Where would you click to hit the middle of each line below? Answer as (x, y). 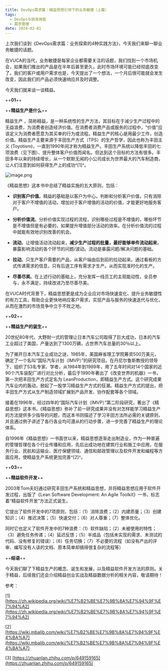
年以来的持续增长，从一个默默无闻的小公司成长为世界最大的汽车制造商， (88, 159)
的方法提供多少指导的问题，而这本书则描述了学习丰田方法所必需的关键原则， (84, 415)
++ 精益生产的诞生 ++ (26, 327)
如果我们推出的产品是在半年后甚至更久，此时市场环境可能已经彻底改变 (86, 67)
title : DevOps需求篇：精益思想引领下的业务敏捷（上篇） (57, 10)
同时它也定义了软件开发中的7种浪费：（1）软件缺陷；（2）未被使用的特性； (81, 529)
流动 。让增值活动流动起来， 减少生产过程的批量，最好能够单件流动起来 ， (87, 243)
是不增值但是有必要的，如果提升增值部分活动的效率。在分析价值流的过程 (87, 226)
